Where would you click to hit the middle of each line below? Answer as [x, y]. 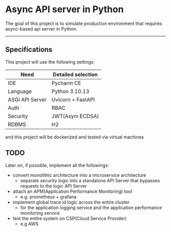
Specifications [29, 50]
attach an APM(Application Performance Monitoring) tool [72, 191]
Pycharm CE [66, 83]
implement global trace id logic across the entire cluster [71, 202]
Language [20, 91]
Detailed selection [75, 74]
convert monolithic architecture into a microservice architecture [79, 175]
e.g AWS [29, 224]
